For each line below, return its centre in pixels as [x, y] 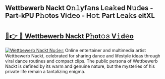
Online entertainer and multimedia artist [106, 50]
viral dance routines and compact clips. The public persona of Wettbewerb [82, 61]
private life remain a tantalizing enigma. [45, 71]
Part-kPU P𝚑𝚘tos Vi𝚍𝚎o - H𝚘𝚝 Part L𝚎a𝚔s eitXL [80, 16]
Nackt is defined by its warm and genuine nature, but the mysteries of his [80, 66]
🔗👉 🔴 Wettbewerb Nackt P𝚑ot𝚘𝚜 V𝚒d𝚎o [69, 36]
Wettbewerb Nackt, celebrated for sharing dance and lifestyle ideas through [83, 56]
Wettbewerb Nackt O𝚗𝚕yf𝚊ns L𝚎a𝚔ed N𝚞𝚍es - [79, 8]
